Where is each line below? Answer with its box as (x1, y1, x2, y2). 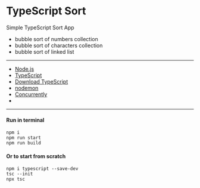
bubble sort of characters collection (14, 42, 103, 49)
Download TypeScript (14, 78, 68, 85)
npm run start (6, 135, 42, 141)
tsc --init (6, 171, 33, 177)
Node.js (14, 65, 35, 72)
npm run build (6, 140, 42, 146)
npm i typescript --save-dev (6, 166, 79, 172)
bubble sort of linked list (14, 48, 74, 55)
